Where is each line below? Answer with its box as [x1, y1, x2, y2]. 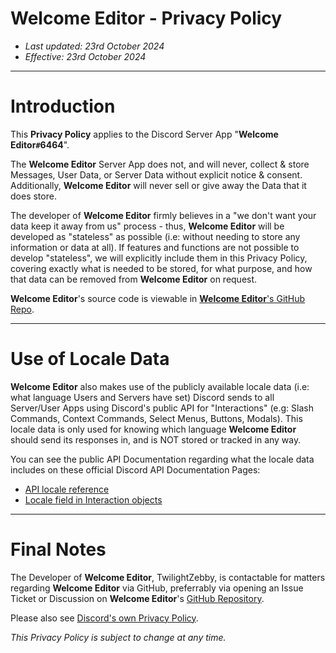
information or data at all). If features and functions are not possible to [10, 241, 300, 253]
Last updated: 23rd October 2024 [24, 40, 165, 52]
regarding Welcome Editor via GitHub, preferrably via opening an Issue [10, 582, 304, 594]
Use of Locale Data [10, 348, 170, 371]
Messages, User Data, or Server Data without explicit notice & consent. [10, 168, 303, 181]
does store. [10, 190, 57, 202]
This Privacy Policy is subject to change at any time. [10, 631, 227, 643]
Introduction [10, 95, 116, 118]
